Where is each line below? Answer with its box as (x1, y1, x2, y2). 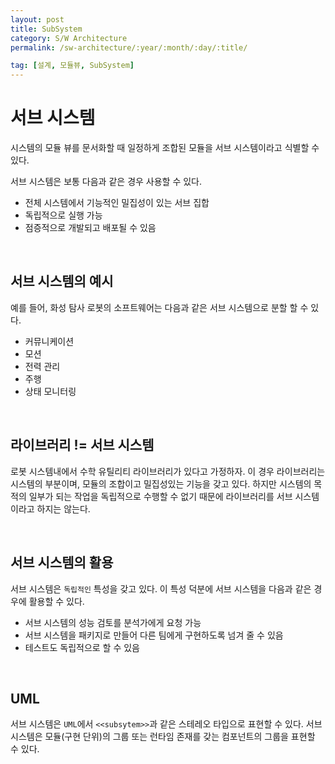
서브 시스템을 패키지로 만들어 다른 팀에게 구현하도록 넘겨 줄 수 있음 (24, 629, 284, 641)
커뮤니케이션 (24, 335, 75, 347)
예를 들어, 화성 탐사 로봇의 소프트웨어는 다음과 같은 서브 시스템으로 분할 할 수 (10, 301, 309, 313)
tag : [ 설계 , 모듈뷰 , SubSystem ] (10, 61, 135, 71)
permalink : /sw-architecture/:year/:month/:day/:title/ (10, 42, 248, 53)
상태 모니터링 (24, 385, 77, 397)
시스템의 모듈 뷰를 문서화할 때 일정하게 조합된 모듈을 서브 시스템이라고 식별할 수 (10, 142, 320, 154)
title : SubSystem (10, 24, 83, 34)
